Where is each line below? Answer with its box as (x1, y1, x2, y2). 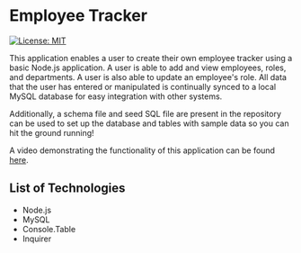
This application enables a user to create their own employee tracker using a (9, 52, 293, 63)
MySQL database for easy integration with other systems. (9, 91, 223, 102)
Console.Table (22, 223, 76, 234)
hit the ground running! (9, 127, 94, 138)
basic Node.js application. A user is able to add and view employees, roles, (9, 62, 287, 73)
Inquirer (22, 233, 52, 244)
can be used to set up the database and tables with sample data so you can (9, 118, 289, 129)
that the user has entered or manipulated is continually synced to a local (9, 81, 277, 92)
